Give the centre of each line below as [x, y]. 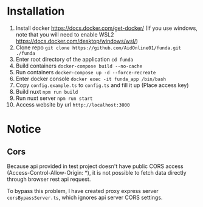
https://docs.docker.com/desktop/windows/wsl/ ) [77, 41]
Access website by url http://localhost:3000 [73, 104]
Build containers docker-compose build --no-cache [79, 66]
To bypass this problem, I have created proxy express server [83, 191]
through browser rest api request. [49, 179]
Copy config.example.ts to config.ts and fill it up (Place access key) [102, 85]
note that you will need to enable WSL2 [65, 34]
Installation [36, 11]
